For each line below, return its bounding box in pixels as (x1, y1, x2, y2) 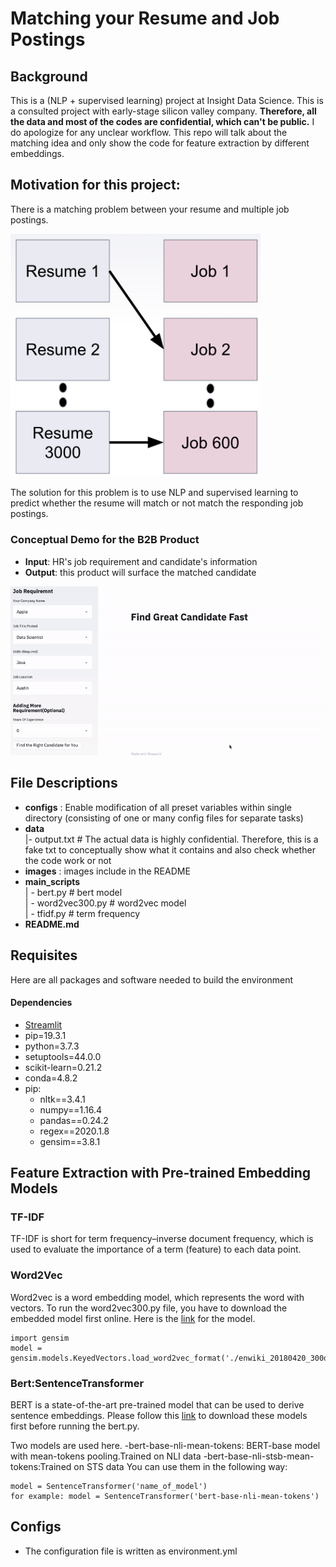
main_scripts (24, 875, 81, 887)
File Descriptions (10, 775, 118, 792)
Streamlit (24, 1018, 63, 1031)
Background (10, 68, 88, 85)
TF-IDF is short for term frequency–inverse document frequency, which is (10, 1233, 314, 1245)
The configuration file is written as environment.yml (24, 1545, 238, 1557)
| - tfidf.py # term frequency (24, 907, 141, 919)
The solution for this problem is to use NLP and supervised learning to (10, 487, 299, 499)
